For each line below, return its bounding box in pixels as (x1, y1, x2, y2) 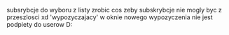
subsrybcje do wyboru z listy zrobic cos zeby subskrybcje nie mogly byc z (6, 6, 222, 14)
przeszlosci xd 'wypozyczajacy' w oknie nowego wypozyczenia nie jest (6, 13, 213, 21)
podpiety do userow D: (6, 21, 73, 28)
